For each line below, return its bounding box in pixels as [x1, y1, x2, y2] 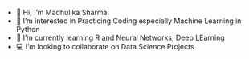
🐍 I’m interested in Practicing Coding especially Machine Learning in [15, 16, 242, 26]
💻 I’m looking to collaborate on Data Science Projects [15, 42, 194, 51]
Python [15, 25, 40, 33]
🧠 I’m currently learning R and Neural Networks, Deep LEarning [15, 33, 225, 42]
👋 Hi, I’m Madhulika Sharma [15, 8, 108, 17]
